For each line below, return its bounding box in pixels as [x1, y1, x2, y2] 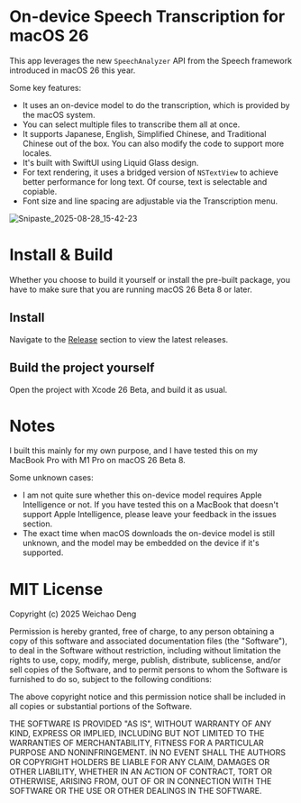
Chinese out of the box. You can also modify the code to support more [22, 138, 285, 149]
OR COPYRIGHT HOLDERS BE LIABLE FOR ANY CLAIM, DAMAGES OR [9, 757, 270, 768]
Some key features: [9, 82, 82, 93]
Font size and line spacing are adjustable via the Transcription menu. [22, 196, 278, 206]
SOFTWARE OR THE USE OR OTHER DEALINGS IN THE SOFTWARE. [9, 786, 262, 797]
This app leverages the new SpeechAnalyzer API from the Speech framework [9, 55, 293, 66]
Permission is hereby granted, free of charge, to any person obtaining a [9, 626, 275, 637]
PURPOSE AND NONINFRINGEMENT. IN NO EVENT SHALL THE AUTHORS [9, 747, 287, 758]
